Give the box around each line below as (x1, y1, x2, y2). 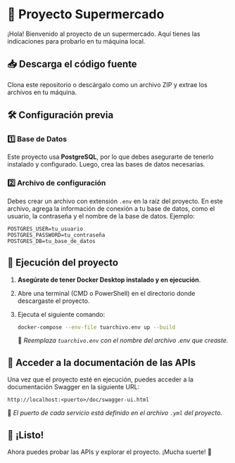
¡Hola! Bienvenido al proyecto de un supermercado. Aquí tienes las (7, 30, 201, 38)
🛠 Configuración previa (7, 109, 114, 122)
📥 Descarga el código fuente (7, 58, 137, 70)
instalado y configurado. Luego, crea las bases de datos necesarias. (7, 160, 205, 169)
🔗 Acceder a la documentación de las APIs (7, 356, 196, 368)
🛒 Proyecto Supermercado (7, 6, 165, 22)
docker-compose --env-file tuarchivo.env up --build (17, 323, 176, 331)
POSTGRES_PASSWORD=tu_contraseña (7, 231, 106, 238)
